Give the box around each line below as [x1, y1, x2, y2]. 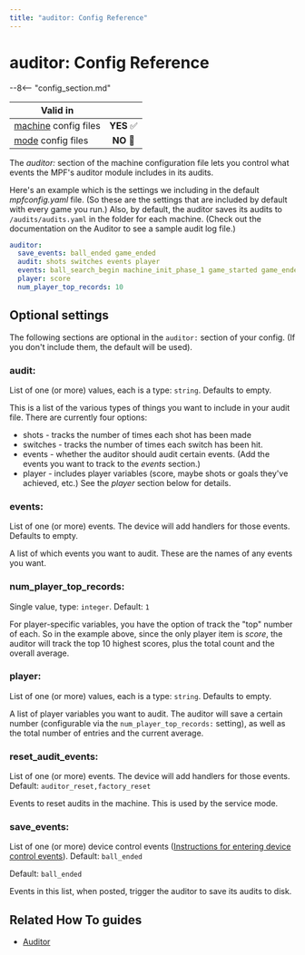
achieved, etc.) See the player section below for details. [22, 477, 231, 488]
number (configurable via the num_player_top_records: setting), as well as [9, 717, 286, 728]
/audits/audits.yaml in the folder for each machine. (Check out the [9, 213, 261, 224]
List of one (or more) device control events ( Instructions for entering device [9, 841, 291, 853]
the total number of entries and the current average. [9, 727, 204, 738]
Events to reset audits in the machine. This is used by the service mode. [9, 798, 279, 809]
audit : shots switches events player [17, 258, 161, 267]
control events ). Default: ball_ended [9, 851, 143, 862]
